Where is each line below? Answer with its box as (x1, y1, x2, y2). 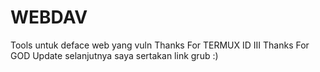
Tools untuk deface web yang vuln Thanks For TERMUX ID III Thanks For (10, 39, 310, 51)
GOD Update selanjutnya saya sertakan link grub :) (10, 49, 219, 61)
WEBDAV (10, 6, 88, 29)
